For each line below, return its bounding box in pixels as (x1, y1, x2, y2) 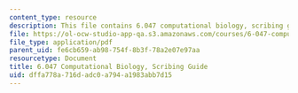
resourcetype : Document (9, 54, 98, 63)
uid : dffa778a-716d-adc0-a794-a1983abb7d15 (9, 71, 173, 80)
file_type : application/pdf (9, 37, 114, 47)
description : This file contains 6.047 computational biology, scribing (9, 21, 284, 30)
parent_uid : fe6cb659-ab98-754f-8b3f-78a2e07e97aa (9, 46, 200, 55)
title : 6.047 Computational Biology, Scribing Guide (9, 63, 208, 72)
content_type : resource (9, 12, 98, 22)
